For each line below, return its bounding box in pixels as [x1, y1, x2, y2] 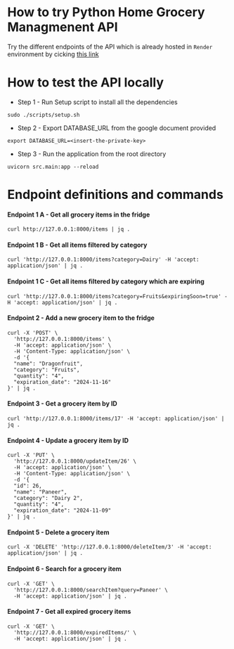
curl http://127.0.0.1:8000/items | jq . [7, 226, 131, 233]
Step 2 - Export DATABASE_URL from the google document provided [17, 124, 216, 132]
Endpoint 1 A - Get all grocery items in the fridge [7, 210, 150, 219]
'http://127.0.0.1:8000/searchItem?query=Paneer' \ [13, 586, 169, 593]
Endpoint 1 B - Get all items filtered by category [7, 240, 148, 249]
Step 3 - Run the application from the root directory [17, 149, 167, 158]
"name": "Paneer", [13, 489, 68, 496]
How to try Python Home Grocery [7, 4, 205, 20]
